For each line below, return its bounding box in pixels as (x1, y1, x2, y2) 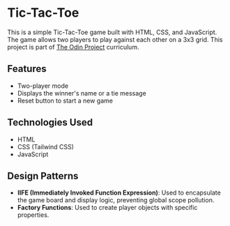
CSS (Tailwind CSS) (17, 142, 75, 151)
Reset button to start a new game (17, 96, 114, 105)
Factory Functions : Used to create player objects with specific (17, 204, 198, 212)
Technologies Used (7, 116, 93, 128)
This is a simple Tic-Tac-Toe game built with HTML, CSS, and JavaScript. (7, 28, 217, 36)
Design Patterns (7, 169, 79, 182)
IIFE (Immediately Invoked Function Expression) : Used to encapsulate (17, 188, 221, 197)
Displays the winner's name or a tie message (17, 89, 146, 97)
